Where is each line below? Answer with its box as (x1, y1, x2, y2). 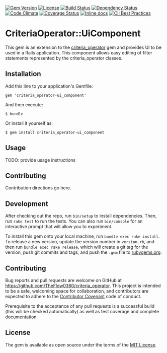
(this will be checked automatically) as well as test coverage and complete (5, 309, 159, 314)
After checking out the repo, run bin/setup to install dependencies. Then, (5, 213, 157, 219)
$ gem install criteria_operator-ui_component (5, 130, 105, 135)
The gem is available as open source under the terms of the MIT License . (5, 341, 157, 347)
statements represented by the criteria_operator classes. (5, 55, 123, 61)
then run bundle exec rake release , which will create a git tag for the (5, 244, 148, 250)
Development (5, 199, 49, 208)
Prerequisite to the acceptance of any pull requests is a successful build (5, 303, 155, 309)
